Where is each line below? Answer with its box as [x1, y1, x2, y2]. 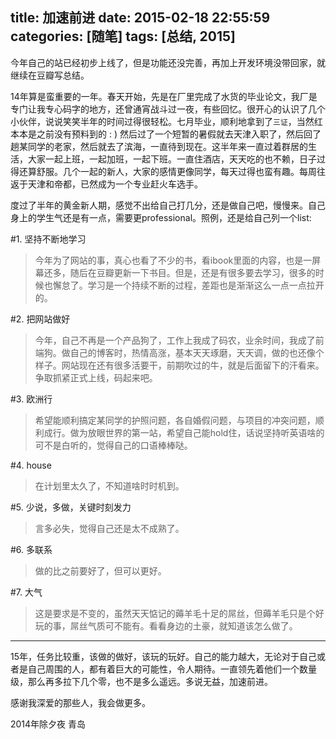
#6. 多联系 [10, 543, 53, 555]
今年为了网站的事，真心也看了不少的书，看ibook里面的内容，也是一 [34, 254, 313, 266]
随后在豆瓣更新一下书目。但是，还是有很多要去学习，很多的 [69, 266, 316, 278]
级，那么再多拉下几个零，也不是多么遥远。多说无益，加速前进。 [10, 675, 273, 687]
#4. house [10, 459, 52, 471]
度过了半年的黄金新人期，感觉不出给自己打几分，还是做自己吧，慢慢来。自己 [10, 199, 326, 211]
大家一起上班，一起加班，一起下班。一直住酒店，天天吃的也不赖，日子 [27, 153, 317, 165]
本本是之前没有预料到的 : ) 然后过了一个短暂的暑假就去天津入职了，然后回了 [10, 128, 322, 140]
